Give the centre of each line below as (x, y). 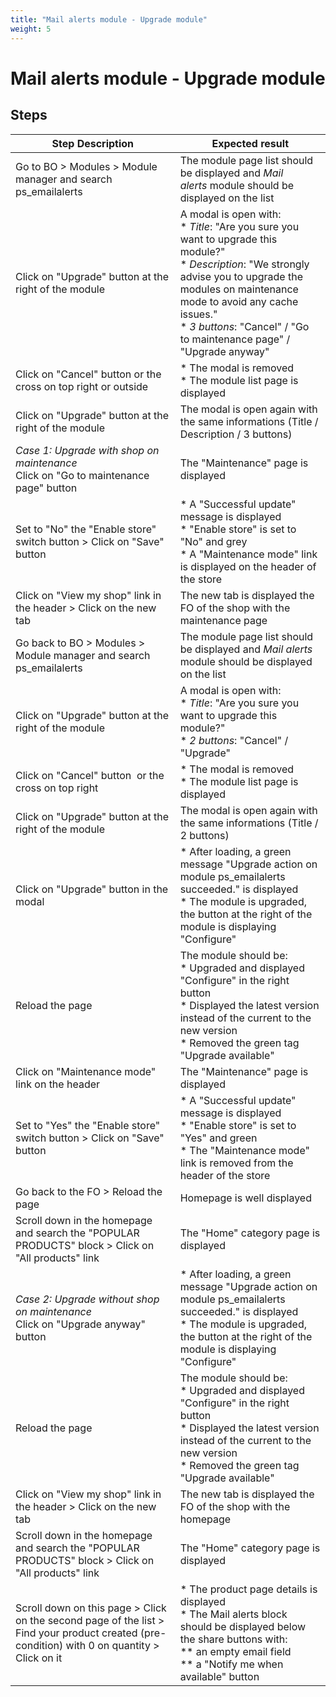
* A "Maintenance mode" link (248, 554)
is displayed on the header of (248, 566)
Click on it (39, 1658)
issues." (198, 314)
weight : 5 (31, 29)
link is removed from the (236, 1163)
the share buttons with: (233, 1639)
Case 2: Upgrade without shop (87, 1299)
